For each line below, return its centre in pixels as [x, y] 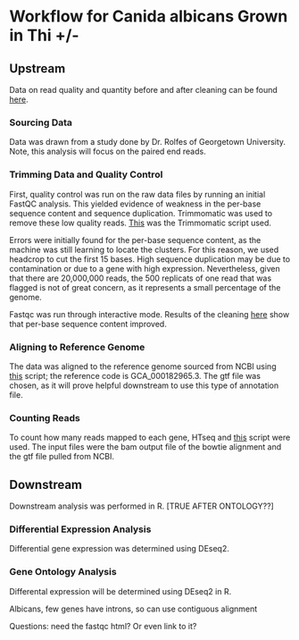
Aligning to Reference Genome [77, 347]
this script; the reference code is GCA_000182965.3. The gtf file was [135, 375]
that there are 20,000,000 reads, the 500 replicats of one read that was [141, 278]
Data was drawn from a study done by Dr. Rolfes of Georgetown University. [148, 142]
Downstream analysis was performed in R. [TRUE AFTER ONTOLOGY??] [141, 506]
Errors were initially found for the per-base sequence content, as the [135, 240]
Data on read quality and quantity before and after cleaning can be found [144, 90]
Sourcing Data [41, 122]
